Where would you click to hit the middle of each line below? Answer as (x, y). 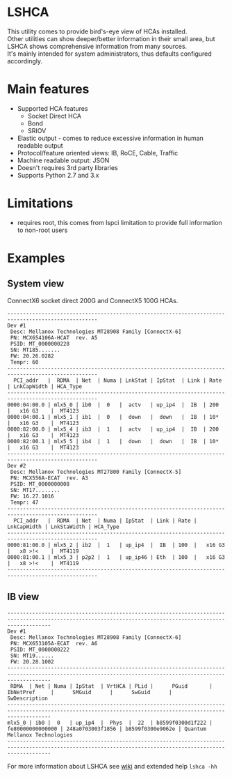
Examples (36, 258)
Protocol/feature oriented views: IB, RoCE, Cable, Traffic (98, 153)
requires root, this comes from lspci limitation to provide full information (119, 222)
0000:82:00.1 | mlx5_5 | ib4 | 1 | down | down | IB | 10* (113, 441)
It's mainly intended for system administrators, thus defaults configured (109, 54)
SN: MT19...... (32, 656)
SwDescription (28, 698)
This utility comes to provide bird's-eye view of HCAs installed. (97, 31)
